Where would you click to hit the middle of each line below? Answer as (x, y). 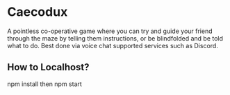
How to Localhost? (48, 67)
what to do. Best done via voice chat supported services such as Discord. (113, 45)
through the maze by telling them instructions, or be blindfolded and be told (115, 38)
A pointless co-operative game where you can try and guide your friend (110, 31)
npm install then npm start (44, 84)
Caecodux (38, 12)
